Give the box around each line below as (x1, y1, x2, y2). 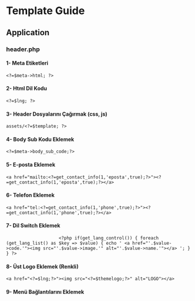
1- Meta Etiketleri (6, 60, 49, 67)
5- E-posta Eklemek (6, 161, 56, 168)
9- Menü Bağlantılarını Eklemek (6, 288, 85, 295)
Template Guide (6, 4, 85, 18)
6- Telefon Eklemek (6, 192, 55, 199)
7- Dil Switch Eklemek (6, 222, 60, 229)
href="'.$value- (132, 240, 172, 246)
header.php (6, 45, 40, 53)
